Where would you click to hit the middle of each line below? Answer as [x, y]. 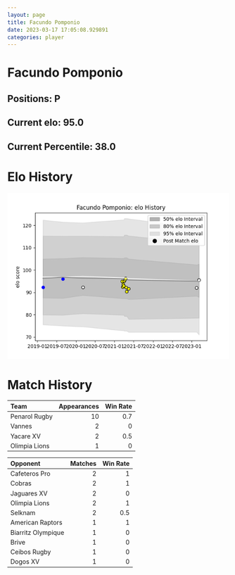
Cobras [21, 484]
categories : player [36, 37]
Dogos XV [25, 562]
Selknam [23, 513]
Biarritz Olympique [37, 532]
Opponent [25, 463]
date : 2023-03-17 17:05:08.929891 [58, 30]
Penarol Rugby [31, 417]
